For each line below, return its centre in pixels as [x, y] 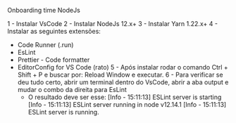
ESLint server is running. [64, 112]
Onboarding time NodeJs [44, 10]
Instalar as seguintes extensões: [54, 31]
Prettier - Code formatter [54, 60]
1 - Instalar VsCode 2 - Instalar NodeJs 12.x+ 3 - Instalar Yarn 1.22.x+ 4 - [113, 24]
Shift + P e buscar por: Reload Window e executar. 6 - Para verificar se [120, 75]
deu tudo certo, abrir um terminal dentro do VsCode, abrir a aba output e [123, 82]
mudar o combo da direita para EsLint [72, 90]
